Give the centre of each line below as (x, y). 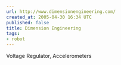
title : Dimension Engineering (44, 28)
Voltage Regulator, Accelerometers (49, 56)
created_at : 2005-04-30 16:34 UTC (49, 17)
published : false (28, 22)
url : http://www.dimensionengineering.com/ (61, 12)
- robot (16, 39)
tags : (13, 34)
